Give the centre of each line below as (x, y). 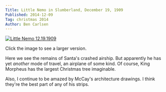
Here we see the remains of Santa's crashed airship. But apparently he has (83, 58)
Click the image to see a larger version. (46, 48)
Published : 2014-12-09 (29, 15)
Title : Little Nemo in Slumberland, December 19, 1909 (64, 10)
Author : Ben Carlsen (27, 24)
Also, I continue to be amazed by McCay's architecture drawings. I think (80, 79)
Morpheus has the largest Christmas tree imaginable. (60, 69)
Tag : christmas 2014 (27, 19)
